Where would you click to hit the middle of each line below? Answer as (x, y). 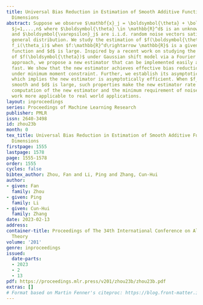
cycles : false (24, 169)
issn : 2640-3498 (27, 118)
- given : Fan (23, 186)
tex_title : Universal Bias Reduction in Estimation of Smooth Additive (98, 136)
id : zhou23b (21, 124)
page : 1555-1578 (27, 158)
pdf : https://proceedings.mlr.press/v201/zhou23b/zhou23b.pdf (86, 281)
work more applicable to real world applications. (77, 96)
